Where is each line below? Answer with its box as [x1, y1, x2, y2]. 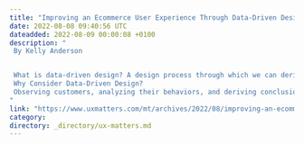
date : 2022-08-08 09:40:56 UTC [9, 22, 128, 31]
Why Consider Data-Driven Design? [13, 79, 144, 88]
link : [9, 104, 30, 113]
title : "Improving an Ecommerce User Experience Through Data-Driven [9, 13, 278, 22]
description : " [9, 38, 67, 48]
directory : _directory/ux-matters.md [9, 121, 152, 130]
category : [9, 112, 47, 121]
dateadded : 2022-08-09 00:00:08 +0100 [9, 30, 156, 39]
